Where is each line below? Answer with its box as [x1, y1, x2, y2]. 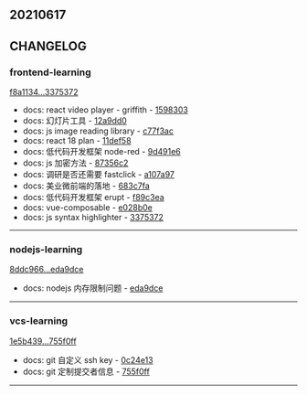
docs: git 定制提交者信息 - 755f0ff [22, 366, 151, 377]
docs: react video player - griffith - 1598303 [22, 104, 189, 115]
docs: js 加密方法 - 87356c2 [22, 157, 129, 168]
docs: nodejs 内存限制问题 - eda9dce [22, 283, 164, 294]
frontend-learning [9, 66, 91, 79]
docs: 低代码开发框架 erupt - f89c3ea [22, 192, 164, 203]
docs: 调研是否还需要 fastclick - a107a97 [22, 169, 175, 180]
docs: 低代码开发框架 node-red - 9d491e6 [22, 146, 181, 157]
